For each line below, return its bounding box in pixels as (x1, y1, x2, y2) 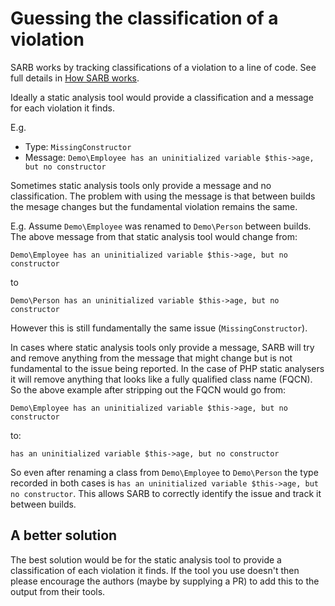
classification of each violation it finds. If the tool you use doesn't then (10, 564, 300, 576)
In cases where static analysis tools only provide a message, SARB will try (10, 341, 315, 353)
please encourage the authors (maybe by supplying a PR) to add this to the (10, 575, 320, 587)
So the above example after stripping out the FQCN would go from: (10, 383, 287, 396)
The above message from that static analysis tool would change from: (10, 230, 298, 242)
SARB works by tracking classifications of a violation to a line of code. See (10, 61, 317, 73)
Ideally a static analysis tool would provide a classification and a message (10, 91, 314, 103)
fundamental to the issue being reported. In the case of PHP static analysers (10, 362, 325, 374)
